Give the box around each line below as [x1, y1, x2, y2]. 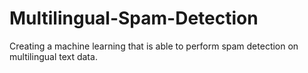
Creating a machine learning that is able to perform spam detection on [9, 40, 299, 52]
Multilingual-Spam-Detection [9, 7, 259, 30]
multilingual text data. [9, 50, 98, 62]
